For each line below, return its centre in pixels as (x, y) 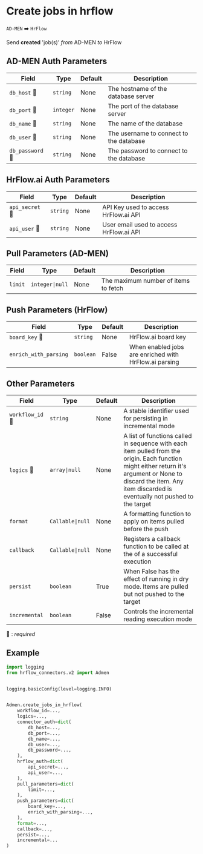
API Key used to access (136, 207)
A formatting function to (157, 514)
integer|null (49, 285)
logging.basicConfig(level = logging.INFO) (59, 689)
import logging (25, 667)
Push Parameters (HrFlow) (57, 310)
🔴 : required (21, 634)
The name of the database (145, 124)
